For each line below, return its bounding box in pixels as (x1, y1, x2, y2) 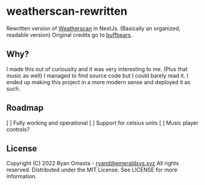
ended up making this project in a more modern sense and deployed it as (6, 78, 191, 85)
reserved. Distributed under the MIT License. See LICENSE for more (6, 166, 177, 173)
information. (6, 173, 37, 180)
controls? (6, 125, 30, 133)
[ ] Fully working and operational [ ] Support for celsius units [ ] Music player (6, 119, 199, 127)
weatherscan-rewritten (6, 4, 127, 18)
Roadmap (6, 103, 44, 113)
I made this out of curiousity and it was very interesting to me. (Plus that (6, 65, 188, 73)
